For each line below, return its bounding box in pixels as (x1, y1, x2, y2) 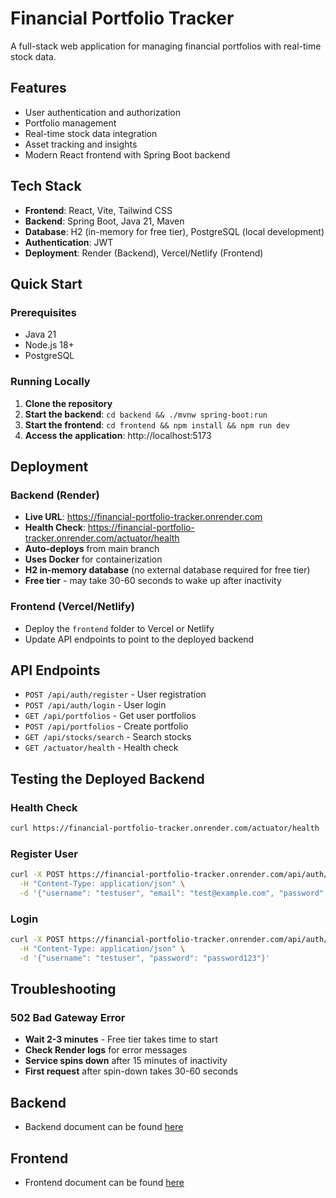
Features (10, 80, 67, 97)
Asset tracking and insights (24, 138, 138, 150)
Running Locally (10, 375, 91, 389)
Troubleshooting (10, 981, 117, 998)
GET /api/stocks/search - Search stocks (24, 731, 192, 743)
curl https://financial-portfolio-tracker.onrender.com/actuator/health (10, 823, 320, 834)
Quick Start (10, 275, 83, 292)
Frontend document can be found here (24, 1177, 185, 1189)
